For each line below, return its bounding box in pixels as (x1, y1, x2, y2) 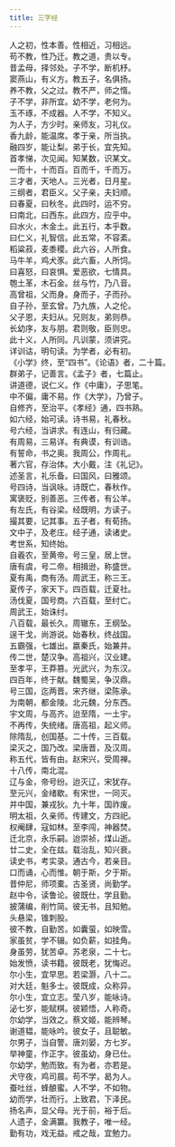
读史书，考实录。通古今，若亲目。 (9, 855, 136, 866)
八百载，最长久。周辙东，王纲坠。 (9, 617, 136, 628)
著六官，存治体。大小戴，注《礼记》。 (9, 459, 148, 470)
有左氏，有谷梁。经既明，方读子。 (9, 504, 136, 515)
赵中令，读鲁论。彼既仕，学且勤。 (9, 889, 136, 900)
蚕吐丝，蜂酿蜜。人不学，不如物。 (9, 1082, 136, 1093)
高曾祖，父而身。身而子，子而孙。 (9, 288, 136, 299)
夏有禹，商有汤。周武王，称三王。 (9, 572, 136, 583)
